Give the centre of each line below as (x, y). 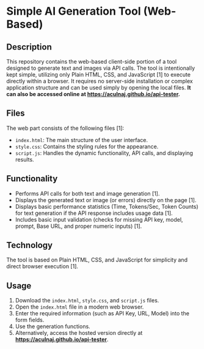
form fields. (30, 320)
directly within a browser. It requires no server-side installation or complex (100, 81)
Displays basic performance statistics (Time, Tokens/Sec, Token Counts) (107, 206)
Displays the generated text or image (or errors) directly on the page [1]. (106, 200)
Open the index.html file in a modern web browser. (79, 307)
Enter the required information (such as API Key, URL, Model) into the (102, 313)
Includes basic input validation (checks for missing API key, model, (99, 219)
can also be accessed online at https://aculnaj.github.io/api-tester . (93, 94)
